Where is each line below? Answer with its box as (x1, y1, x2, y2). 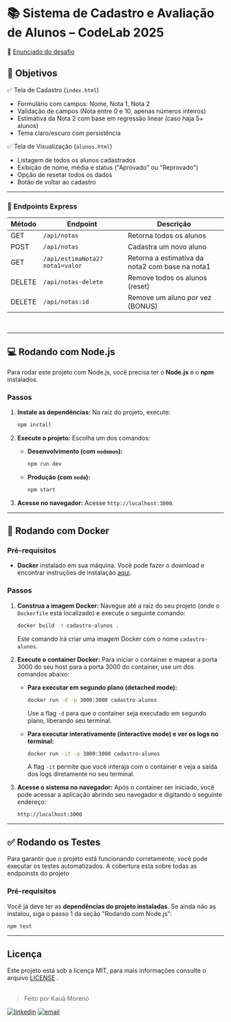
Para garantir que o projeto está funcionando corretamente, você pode (7, 855, 208, 863)
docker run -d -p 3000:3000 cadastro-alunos (27, 696, 157, 703)
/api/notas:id (43, 298, 89, 306)
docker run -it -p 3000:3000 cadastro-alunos (27, 750, 160, 757)
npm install (16, 421, 52, 429)
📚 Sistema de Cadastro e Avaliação (7, 6, 214, 21)
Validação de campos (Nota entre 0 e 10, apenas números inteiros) (16, 107, 206, 115)
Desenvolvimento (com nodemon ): (27, 447, 123, 456)
